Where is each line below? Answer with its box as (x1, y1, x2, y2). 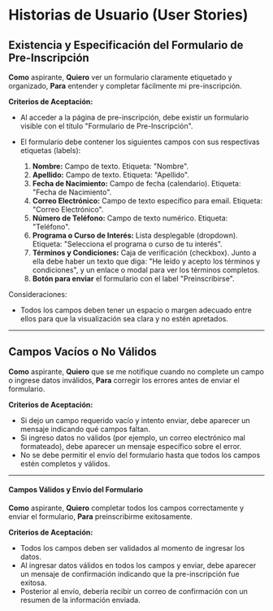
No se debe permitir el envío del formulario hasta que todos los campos (19, 450, 261, 460)
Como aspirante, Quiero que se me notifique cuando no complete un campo (8, 366, 264, 376)
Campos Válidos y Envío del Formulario (8, 485, 144, 495)
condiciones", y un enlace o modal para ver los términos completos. (32, 265, 260, 274)
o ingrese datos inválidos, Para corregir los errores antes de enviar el (8, 375, 240, 385)
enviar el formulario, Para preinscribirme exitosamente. (8, 512, 193, 522)
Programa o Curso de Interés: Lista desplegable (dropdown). (32, 230, 238, 240)
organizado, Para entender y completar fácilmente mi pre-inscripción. (8, 81, 242, 90)
